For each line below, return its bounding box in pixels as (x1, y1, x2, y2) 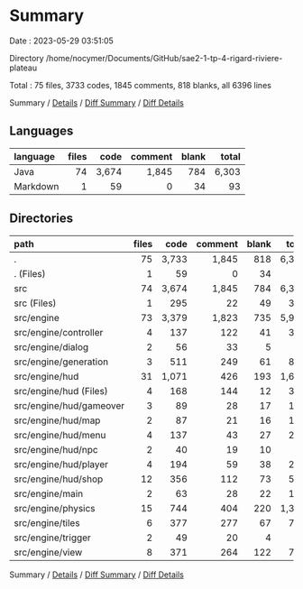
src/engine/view (14, 546, 83, 558)
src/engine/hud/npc (14, 443, 98, 456)
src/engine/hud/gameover (14, 399, 125, 411)
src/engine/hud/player (14, 457, 109, 470)
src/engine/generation (14, 355, 109, 368)
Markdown (14, 179, 60, 192)
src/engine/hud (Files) (14, 384, 108, 397)
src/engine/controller (14, 326, 104, 338)
